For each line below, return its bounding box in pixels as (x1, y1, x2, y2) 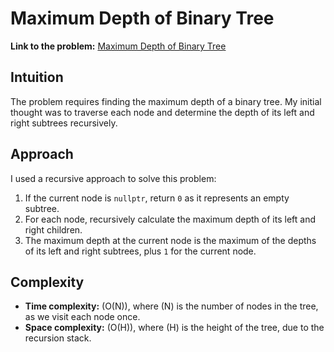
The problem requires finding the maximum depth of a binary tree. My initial (10, 95, 322, 107)
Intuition (10, 69, 64, 86)
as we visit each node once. (24, 311, 141, 323)
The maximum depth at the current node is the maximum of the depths (24, 234, 317, 246)
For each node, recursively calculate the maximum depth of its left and (24, 213, 316, 225)
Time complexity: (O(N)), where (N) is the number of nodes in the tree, (24, 300, 319, 312)
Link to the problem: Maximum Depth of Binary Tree (10, 40, 227, 52)
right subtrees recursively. (10, 117, 118, 129)
